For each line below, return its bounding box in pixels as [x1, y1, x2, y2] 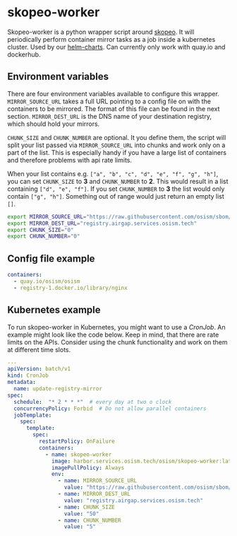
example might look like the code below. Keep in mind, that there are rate [7, 330, 219, 339]
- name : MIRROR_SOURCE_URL [57, 477, 138, 484]
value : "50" [63, 510, 99, 517]
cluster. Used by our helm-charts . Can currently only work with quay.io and [7, 42, 226, 51]
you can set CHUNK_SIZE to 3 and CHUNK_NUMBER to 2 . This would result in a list [7, 177, 229, 185]
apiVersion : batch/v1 [7, 366, 71, 373]
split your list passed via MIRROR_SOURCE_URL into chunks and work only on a [7, 141, 226, 149]
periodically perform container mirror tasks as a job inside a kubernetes [7, 35, 216, 43]
